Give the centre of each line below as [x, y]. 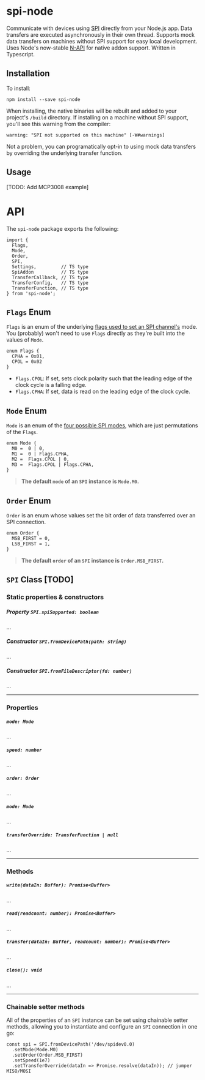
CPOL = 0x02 [27, 362]
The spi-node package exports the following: [63, 228]
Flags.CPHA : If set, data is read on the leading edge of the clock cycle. [103, 392]
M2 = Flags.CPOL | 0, [41, 459]
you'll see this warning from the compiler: [59, 124]
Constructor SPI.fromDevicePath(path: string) [67, 641]
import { [17, 240]
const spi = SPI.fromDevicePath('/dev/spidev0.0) [71, 1044]
